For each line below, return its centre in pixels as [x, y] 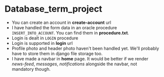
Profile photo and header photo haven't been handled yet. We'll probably [85, 48]
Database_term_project [54, 9]
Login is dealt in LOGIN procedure [45, 38]
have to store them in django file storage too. [57, 53]
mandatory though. [31, 69]
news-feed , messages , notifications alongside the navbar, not [74, 64]
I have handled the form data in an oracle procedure [64, 27]
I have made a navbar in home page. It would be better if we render [80, 58]
